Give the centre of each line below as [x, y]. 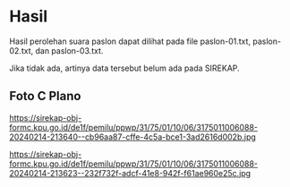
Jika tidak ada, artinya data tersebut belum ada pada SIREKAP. [124, 68]
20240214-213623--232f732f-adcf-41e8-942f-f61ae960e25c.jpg [130, 173]
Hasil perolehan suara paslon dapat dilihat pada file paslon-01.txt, [130, 41]
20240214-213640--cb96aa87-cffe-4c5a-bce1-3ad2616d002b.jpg [133, 137]
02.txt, [21, 50]
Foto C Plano [45, 96]
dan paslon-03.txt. [69, 50]
